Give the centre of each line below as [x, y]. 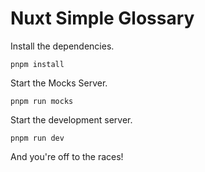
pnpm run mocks [42, 101]
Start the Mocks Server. [59, 83]
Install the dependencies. [62, 46]
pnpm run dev [37, 138]
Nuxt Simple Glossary [102, 18]
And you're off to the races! [67, 156]
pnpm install [37, 64]
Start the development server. [71, 119]
